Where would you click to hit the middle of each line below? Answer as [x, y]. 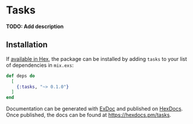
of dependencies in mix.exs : [40, 65]
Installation [27, 45]
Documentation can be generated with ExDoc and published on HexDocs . [94, 109]
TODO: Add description [35, 26]
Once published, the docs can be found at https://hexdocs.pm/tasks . [89, 115]
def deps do [20, 76]
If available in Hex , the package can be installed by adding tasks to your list [97, 58]
